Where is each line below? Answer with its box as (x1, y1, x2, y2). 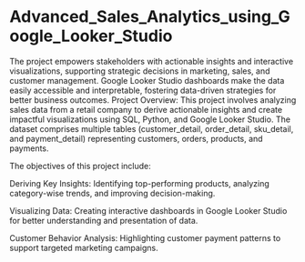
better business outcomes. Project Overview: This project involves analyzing (9, 94, 297, 106)
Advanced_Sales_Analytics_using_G (9, 6, 291, 27)
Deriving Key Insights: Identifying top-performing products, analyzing (9, 177, 270, 188)
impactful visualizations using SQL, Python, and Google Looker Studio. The (9, 114, 291, 125)
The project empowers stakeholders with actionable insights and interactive (9, 55, 294, 66)
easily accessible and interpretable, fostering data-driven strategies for (9, 85, 277, 96)
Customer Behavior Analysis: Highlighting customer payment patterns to (9, 232, 281, 243)
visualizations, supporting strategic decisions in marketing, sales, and (9, 65, 270, 76)
